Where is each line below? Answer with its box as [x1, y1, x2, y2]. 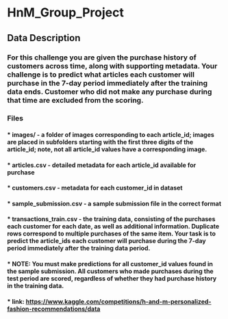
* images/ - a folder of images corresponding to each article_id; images [7, 131, 214, 139]
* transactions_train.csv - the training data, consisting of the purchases [7, 215, 216, 223]
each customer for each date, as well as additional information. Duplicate [7, 222, 220, 231]
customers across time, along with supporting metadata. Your [7, 61, 218, 71]
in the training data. [7, 281, 64, 290]
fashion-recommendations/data [7, 305, 101, 313]
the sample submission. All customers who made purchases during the [7, 267, 214, 275]
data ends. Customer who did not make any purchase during [7, 87, 212, 97]
